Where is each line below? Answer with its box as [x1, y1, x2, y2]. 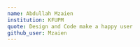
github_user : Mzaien [7, 29, 68, 37]
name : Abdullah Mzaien [7, 10, 73, 17]
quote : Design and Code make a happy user [7, 23, 133, 30]
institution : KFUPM [7, 17, 64, 23]
